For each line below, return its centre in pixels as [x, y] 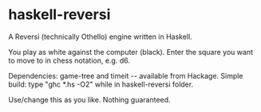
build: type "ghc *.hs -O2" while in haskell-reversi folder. [101, 84]
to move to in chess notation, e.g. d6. [69, 60]
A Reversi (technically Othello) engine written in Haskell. [101, 37]
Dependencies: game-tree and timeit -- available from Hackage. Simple [126, 75]
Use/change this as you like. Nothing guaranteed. [89, 99]
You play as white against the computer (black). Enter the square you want [131, 52]
